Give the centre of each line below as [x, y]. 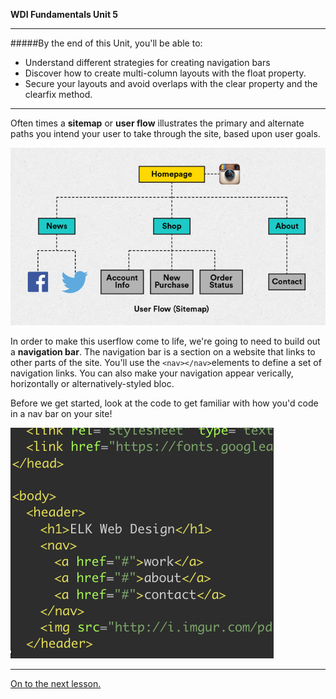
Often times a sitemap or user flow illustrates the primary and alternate [157, 123]
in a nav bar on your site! [61, 413]
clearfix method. [58, 94]
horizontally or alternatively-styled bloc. [92, 383]
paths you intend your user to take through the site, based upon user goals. [165, 133]
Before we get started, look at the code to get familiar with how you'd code [164, 403]
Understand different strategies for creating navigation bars [147, 62]
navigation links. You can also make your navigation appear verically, [152, 373]
